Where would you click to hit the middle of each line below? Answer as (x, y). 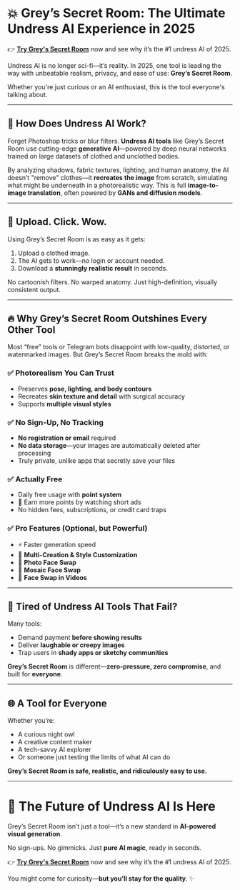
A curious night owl (46, 734)
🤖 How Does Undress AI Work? (77, 124)
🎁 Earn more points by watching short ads (79, 502)
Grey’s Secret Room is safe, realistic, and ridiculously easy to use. (107, 771)
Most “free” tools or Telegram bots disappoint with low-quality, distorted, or (119, 347)
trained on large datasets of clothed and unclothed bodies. (94, 156)
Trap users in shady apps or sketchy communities (93, 653)
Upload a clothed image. (54, 253)
